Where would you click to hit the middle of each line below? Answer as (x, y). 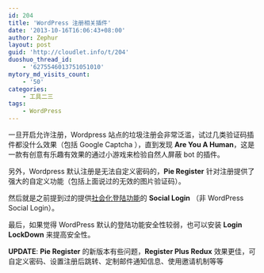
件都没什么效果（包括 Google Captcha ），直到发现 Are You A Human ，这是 (132, 144)
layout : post (30, 45)
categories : (28, 89)
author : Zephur (33, 38)
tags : (17, 104)
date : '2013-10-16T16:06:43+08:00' (67, 30)
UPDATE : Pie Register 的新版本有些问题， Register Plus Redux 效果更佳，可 (132, 251)
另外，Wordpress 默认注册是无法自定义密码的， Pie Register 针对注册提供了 (132, 171)
